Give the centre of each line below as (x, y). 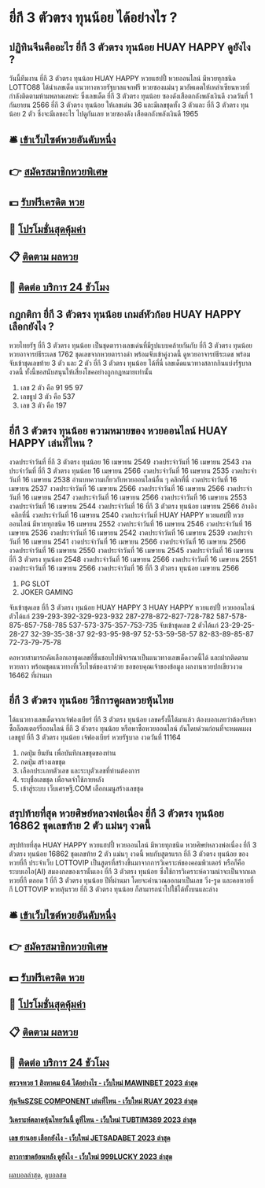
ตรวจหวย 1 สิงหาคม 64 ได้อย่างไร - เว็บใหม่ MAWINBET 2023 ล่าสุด (103, 1083)
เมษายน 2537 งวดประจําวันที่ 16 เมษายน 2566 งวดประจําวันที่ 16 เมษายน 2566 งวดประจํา (131, 488)
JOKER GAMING (47, 592)
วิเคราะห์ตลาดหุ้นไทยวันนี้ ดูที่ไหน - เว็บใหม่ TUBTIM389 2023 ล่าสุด (103, 1120)
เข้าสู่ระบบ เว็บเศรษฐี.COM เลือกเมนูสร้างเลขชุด (82, 788)
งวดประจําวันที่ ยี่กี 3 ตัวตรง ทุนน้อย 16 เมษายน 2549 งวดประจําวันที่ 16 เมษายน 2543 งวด (130, 462)
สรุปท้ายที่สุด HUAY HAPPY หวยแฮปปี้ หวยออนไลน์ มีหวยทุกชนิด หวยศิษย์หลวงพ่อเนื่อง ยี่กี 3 (133, 845)
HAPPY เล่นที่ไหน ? (51, 443)
